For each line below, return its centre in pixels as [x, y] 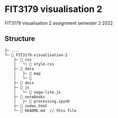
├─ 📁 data [24, 69]
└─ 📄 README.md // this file [45, 111]
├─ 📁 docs [24, 83]
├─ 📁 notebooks [29, 97]
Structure [20, 39]
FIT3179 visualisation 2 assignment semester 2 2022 [59, 23]
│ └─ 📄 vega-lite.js [37, 92]
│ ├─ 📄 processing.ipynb [42, 101]
